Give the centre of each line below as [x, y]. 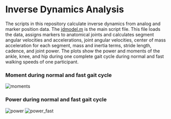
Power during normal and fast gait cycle [56, 100]
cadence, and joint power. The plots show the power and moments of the [83, 51]
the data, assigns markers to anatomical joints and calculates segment [80, 34]
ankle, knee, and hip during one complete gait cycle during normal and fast [85, 56]
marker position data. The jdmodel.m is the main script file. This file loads [83, 29]
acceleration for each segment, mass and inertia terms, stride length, [78, 45]
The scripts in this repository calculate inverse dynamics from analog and [83, 24]
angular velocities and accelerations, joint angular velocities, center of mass [85, 40]
